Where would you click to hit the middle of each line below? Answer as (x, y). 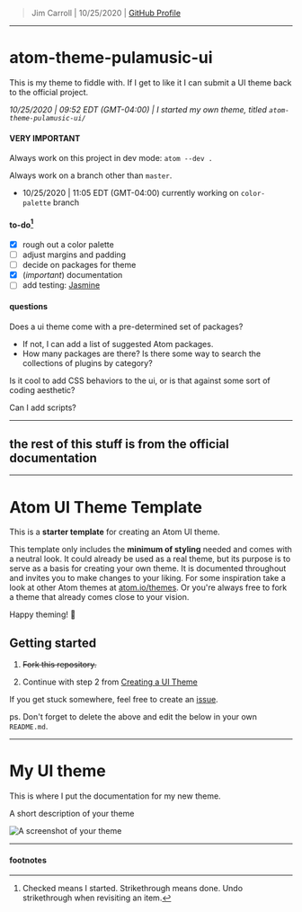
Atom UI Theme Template (106, 507)
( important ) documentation (72, 275)
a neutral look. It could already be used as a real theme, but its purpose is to (150, 559)
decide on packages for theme (79, 265)
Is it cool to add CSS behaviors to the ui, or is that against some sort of (140, 380)
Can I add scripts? (43, 407)
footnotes (28, 860)
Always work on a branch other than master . (91, 175)
